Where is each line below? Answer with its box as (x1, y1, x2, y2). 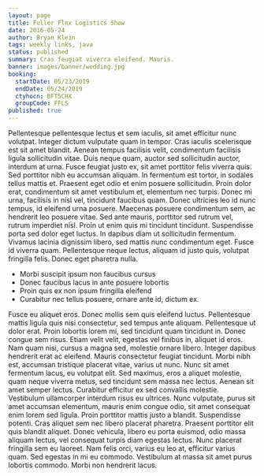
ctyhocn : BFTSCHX (15, 92, 73, 100)
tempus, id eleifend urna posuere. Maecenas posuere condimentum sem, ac (8, 204, 256, 213)
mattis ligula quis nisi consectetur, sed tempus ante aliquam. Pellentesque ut (8, 318, 256, 327)
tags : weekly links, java (8, 41, 93, 49)
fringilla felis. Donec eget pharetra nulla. (8, 254, 138, 263)
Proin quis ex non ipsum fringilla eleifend (19, 286, 152, 296)
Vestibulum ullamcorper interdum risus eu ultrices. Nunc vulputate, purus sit (8, 393, 256, 403)
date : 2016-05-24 (8, 26, 65, 34)
